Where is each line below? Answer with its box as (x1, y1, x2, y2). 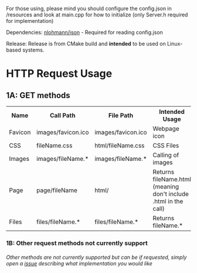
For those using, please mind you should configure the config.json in (6, 5, 172, 12)
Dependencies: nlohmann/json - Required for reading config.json (6, 29, 163, 36)
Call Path (49, 112, 76, 119)
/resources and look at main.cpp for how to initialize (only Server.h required (6, 11, 188, 18)
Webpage (152, 124, 180, 133)
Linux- (167, 41, 183, 47)
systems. (22, 46, 45, 53)
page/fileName (36, 186, 78, 194)
